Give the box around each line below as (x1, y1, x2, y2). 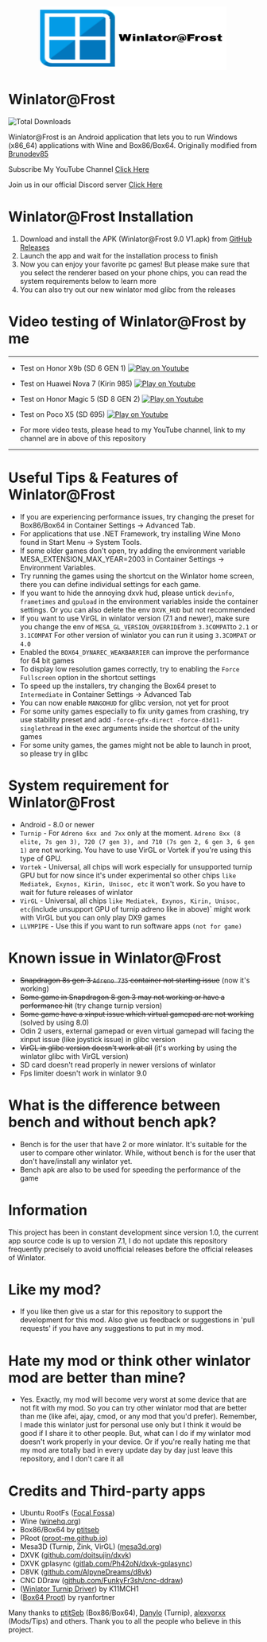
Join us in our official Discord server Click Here (8, 180, 163, 189)
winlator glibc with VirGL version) (19, 1051, 129, 1060)
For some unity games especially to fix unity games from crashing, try (19, 706, 249, 716)
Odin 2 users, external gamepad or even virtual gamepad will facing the (19, 1025, 254, 1036)
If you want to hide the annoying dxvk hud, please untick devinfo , (19, 588, 234, 597)
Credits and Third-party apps (8, 1482, 206, 1500)
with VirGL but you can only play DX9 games (19, 912, 167, 922)
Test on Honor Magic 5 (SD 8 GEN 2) (19, 394, 141, 403)
